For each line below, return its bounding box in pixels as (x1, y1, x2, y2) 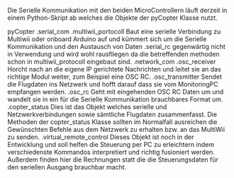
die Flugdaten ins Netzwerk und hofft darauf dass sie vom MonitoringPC (7, 80, 218, 88)
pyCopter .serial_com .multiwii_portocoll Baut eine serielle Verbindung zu (7, 28, 221, 35)
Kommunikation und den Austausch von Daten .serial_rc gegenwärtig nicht (7, 43, 225, 50)
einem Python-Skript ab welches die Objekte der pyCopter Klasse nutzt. (7, 13, 218, 22)
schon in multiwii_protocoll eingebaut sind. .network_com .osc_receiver (7, 57, 216, 66)
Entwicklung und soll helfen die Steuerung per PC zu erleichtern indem (7, 140, 215, 148)
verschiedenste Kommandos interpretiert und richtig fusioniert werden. (7, 148, 215, 156)
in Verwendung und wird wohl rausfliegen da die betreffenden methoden (7, 50, 220, 58)
